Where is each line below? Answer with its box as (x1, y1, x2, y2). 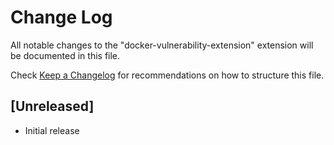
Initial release (24, 124, 80, 136)
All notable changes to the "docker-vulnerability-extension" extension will (10, 39, 314, 51)
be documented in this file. (10, 49, 121, 61)
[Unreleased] (10, 98, 95, 115)
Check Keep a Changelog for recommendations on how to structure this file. (10, 69, 325, 81)
